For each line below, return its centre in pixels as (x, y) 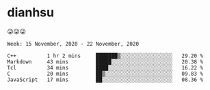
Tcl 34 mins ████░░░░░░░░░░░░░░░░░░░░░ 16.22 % (105, 67)
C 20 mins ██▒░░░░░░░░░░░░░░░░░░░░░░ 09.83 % (105, 74)
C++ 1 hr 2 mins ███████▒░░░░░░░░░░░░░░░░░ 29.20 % (105, 56)
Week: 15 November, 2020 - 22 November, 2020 (73, 44)
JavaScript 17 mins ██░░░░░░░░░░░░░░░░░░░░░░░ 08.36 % (105, 80)
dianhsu (31, 13)
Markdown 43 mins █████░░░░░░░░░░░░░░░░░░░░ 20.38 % (105, 62)
